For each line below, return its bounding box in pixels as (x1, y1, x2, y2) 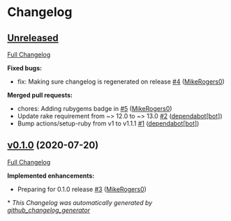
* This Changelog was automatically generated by (7, 198, 153, 206)
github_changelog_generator (7, 206, 91, 214)
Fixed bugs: (7, 64, 43, 72)
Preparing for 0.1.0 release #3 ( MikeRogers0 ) (17, 185, 147, 193)
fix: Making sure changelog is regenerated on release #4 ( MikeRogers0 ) (17, 77, 225, 86)
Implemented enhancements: (7, 172, 95, 180)
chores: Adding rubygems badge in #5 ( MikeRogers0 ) (17, 105, 172, 112)
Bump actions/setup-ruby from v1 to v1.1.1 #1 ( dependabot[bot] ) (17, 119, 200, 128)
